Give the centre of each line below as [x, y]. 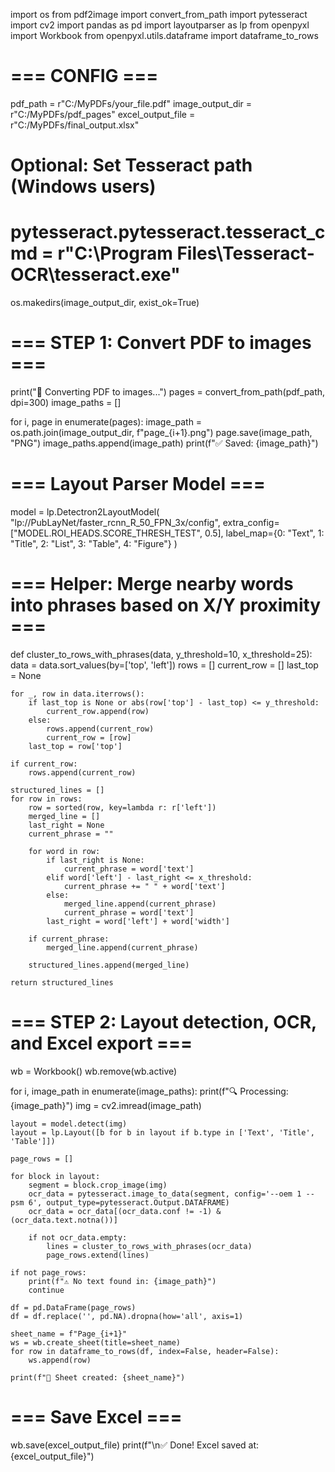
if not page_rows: [48, 1272]
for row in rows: [46, 799]
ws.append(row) [60, 1360]
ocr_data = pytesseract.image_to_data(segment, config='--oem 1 [165, 1194]
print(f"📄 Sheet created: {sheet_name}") [98, 1377]
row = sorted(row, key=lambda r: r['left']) [122, 807]
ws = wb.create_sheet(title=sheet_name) [96, 1342]
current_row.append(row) [98, 711]
